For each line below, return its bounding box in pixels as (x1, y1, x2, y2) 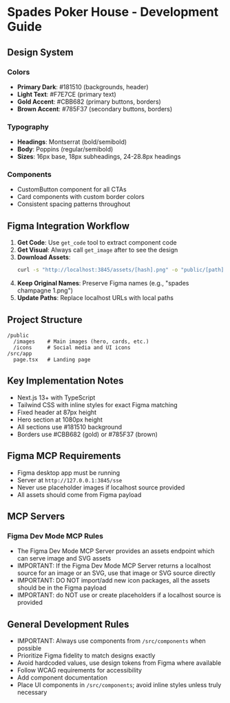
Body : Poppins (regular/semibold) (17, 145, 114, 153)
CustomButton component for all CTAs (17, 185, 127, 194)
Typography (7, 122, 50, 131)
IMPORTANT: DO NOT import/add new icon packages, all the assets (17, 577, 210, 585)
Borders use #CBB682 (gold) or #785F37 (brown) (17, 430, 158, 438)
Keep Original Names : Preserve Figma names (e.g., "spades (17, 279, 189, 288)
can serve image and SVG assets (17, 554, 112, 563)
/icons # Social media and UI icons (13, 344, 131, 351)
